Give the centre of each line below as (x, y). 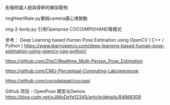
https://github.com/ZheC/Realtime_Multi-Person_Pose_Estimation (74, 61)
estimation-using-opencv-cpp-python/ (46, 51)
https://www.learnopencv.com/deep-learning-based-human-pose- (95, 46)
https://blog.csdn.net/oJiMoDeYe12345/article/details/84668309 (73, 97)
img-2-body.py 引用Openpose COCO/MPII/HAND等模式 (64, 29)
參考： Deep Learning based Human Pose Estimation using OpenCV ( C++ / (84, 40)
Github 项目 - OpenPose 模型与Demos (45, 91)
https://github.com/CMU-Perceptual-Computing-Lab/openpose (72, 71)
